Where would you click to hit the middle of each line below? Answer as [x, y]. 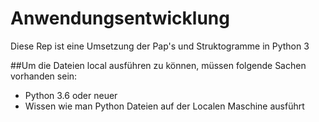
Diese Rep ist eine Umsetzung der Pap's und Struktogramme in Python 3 [160, 46]
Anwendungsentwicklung [120, 18]
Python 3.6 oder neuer [71, 95]
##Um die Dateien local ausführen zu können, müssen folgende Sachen [158, 65]
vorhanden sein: [44, 76]
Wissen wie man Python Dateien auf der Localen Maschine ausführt [164, 106]
